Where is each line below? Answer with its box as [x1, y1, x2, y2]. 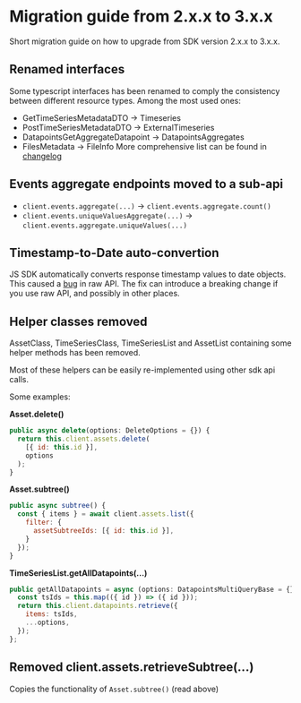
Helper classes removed [9, 313, 148, 329]
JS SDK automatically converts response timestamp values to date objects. [9, 269, 287, 279]
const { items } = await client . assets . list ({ [17, 510, 194, 519]
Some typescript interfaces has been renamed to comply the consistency [9, 85, 280, 96]
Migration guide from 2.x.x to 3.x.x [9, 6, 273, 27]
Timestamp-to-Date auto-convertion [9, 244, 219, 261]
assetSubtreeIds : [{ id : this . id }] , [32, 527, 175, 536]
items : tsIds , [25, 610, 78, 619]
